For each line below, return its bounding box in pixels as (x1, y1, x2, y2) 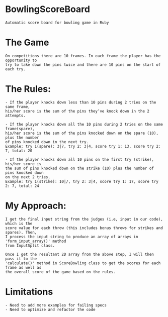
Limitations (5, 286, 53, 297)
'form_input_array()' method (5, 239, 66, 244)
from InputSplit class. (5, 243, 55, 248)
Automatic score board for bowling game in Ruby (5, 20, 109, 25)
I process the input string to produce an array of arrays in (5, 234, 138, 239)
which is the (5, 221, 33, 226)
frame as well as (5, 265, 42, 270)
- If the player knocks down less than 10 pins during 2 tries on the (5, 99, 156, 105)
